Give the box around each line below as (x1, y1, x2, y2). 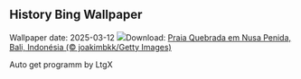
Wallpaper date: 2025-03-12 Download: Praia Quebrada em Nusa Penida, (9, 31, 292, 43)
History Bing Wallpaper (9, 7, 143, 22)
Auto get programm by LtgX (9, 58, 113, 70)
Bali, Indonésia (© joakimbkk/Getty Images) (9, 41, 172, 52)
